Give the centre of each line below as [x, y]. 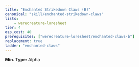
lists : [12, 18]
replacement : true [24, 41]
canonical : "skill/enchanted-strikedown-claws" [55, 14]
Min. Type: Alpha [23, 59]
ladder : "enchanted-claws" [33, 46]
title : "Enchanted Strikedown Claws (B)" [48, 9]
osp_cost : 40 [18, 32]
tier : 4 [13, 28]
